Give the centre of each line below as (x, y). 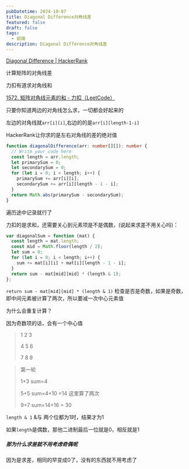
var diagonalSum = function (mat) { (50, 236)
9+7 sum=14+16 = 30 (46, 405)
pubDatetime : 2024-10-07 (36, 11)
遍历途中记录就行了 (29, 212)
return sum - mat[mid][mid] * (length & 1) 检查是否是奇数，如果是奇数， (96, 291)
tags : (13, 33)
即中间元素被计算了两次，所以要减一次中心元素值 (65, 298)
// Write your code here (41, 151)
